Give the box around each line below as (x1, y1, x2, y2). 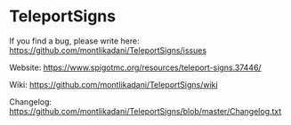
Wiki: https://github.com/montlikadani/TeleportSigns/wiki (9, 79, 218, 90)
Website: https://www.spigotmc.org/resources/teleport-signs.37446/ (9, 62, 262, 73)
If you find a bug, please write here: (9, 35, 140, 46)
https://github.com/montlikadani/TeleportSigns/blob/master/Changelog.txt (9, 105, 282, 116)
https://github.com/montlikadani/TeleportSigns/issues (9, 44, 207, 55)
